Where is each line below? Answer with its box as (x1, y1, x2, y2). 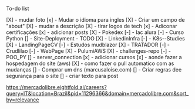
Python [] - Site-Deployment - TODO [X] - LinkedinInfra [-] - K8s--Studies (6, 35, 185, 42)
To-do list (6, 5, 29, 12)
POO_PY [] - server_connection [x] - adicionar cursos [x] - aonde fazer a (6, 54, 182, 60)
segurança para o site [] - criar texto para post (6, 73, 119, 79)
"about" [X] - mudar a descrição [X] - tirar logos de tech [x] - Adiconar (6, 23, 177, 29)
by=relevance (6, 96, 39, 103)
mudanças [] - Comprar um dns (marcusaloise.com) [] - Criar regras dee (6, 66, 182, 73)
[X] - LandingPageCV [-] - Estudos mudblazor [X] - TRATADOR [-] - (6, 41, 170, 48)
